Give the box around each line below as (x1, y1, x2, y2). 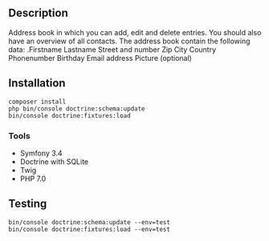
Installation (8, 76, 66, 90)
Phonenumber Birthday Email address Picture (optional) (8, 53, 193, 62)
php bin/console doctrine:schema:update (8, 104, 146, 113)
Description (8, 6, 68, 20)
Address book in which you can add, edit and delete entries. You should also (8, 27, 262, 37)
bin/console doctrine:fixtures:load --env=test (8, 225, 171, 233)
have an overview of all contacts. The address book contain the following (8, 36, 251, 46)
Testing (8, 197, 47, 211)
